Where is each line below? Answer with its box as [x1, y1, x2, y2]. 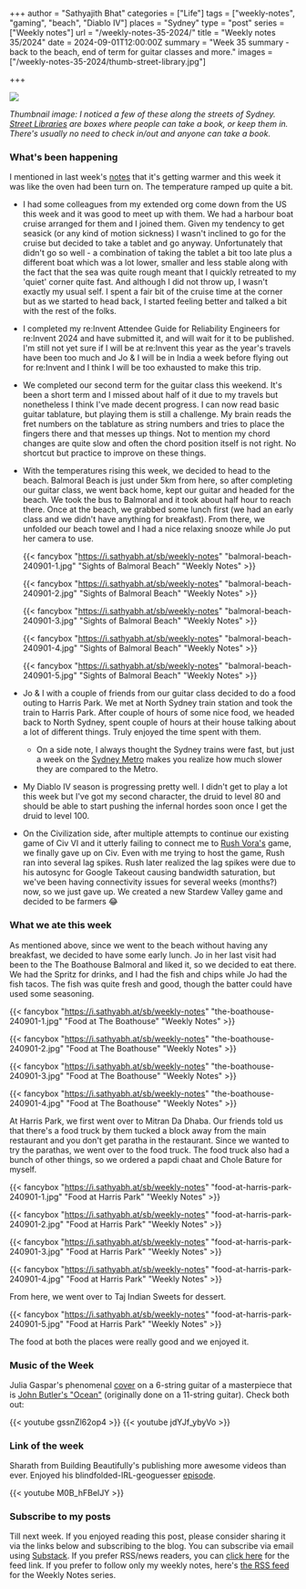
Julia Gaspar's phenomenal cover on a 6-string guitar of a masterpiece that [9, 1379, 293, 1390]
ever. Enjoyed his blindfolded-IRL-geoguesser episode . [9, 1469, 216, 1481]
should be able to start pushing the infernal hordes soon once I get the [22, 800, 288, 811]
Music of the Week [9, 1359, 94, 1372]
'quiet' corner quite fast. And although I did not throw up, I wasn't [22, 277, 269, 287]
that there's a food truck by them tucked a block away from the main [9, 1124, 267, 1135]
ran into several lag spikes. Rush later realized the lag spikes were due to [22, 857, 296, 868]
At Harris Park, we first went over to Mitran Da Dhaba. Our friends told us [9, 1115, 284, 1126]
